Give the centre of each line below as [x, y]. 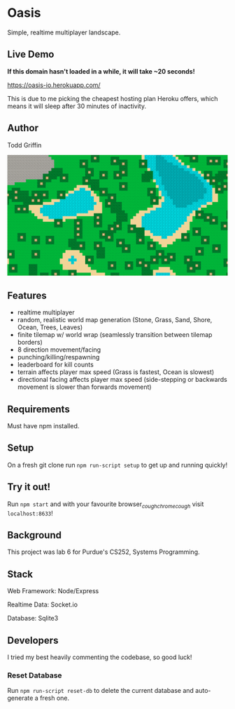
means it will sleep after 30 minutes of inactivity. [77, 106]
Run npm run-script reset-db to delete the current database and [101, 691]
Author [23, 128]
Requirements [38, 409]
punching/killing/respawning [58, 357]
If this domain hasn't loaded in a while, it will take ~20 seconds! [101, 71]
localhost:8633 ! [30, 513]
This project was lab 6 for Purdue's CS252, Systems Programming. [104, 552]
